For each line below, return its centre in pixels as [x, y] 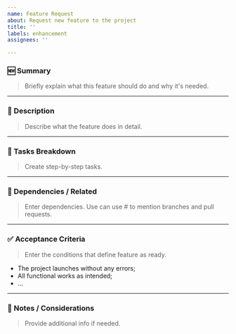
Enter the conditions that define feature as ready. [96, 254]
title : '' [22, 27]
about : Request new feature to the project [72, 20]
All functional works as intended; [65, 276]
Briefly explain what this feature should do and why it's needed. [117, 86]
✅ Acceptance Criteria [46, 239]
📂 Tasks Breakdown [41, 151]
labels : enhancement [38, 33]
